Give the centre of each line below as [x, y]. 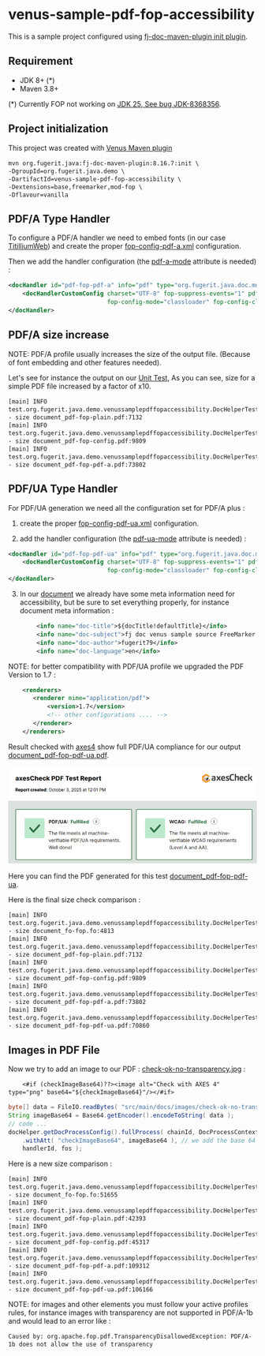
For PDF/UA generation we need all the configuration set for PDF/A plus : [127, 508]
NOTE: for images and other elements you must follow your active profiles [128, 1305]
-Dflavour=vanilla [38, 195]
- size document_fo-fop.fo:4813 [61, 931]
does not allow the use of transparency [86, 1345]
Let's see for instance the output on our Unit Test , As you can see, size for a [132, 377]
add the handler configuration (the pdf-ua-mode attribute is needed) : [133, 538]
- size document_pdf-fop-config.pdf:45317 [79, 1242]
